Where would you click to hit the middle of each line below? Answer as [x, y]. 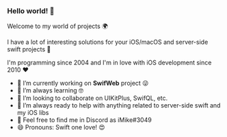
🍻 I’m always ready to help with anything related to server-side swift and [119, 105]
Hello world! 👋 [31, 11]
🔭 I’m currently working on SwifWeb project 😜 [83, 83]
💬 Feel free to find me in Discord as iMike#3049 [84, 120]
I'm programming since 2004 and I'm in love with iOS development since [109, 63]
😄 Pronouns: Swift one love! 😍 [61, 127]
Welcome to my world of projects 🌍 [57, 26]
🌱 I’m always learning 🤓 [50, 90]
